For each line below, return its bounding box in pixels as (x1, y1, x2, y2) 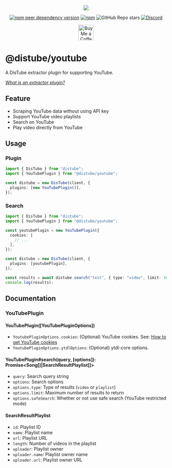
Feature (5, 94, 31, 103)
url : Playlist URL (12, 435, 48, 441)
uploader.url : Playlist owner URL (12, 457, 83, 463)
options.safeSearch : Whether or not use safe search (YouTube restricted (12, 395, 166, 401)
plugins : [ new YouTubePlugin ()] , (10, 185, 81, 190)
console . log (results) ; (5, 280, 54, 285)
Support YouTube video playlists (12, 113, 81, 119)
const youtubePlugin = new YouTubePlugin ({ (5, 228, 100, 233)
